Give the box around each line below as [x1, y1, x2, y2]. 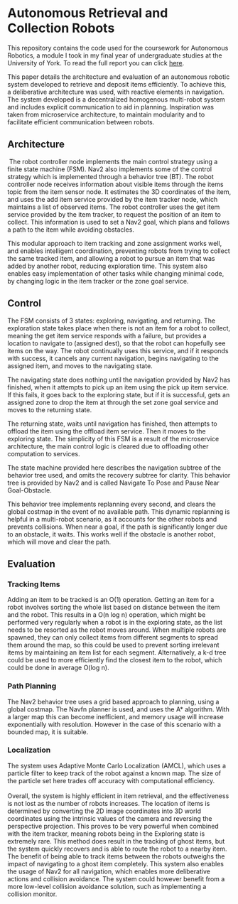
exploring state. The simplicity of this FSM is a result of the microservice [7, 434, 220, 443]
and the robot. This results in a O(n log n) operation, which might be [7, 610, 206, 619]
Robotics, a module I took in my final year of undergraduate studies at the [7, 51, 222, 60]
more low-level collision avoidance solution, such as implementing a [7, 882, 207, 890]
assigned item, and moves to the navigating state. [7, 361, 153, 370]
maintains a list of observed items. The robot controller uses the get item [7, 203, 220, 211]
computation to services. [7, 449, 80, 458]
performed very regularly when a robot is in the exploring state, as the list [7, 618, 222, 627]
